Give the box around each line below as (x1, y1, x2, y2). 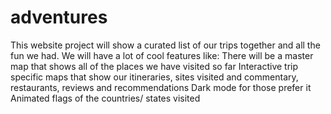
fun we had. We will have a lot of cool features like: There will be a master (10, 49, 314, 61)
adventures (10, 6, 108, 29)
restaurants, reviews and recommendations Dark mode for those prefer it (10, 81, 312, 93)
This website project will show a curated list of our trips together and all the (10, 39, 321, 51)
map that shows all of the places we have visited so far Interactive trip (10, 60, 299, 72)
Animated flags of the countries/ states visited (10, 92, 201, 104)
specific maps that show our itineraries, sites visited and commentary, (10, 71, 299, 83)
